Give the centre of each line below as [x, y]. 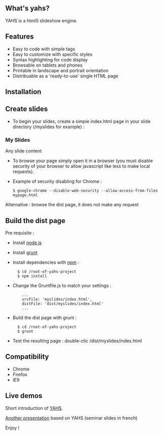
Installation [23, 92]
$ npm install [32, 276]
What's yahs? [27, 8]
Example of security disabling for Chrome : [57, 181]
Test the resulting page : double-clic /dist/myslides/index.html [77, 340]
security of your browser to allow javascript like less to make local [81, 166]
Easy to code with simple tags [44, 49]
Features [19, 37]
